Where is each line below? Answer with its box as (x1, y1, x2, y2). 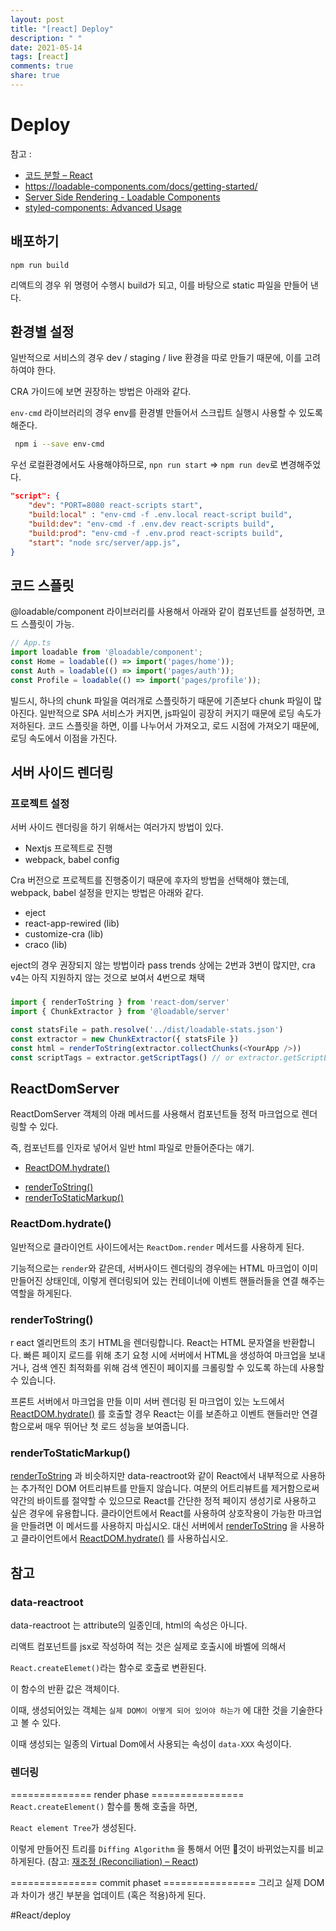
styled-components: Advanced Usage (24, 201, 182, 213)
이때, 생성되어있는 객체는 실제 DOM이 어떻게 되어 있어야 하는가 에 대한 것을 (10, 1704, 289, 1716)
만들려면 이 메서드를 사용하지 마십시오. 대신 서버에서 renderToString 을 (20, 1520, 298, 1532)
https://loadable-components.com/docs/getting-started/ (24, 180, 258, 192)
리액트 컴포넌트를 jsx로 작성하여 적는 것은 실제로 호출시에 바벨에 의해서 (10, 1640, 287, 1652)
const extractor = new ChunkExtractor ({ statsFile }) (10, 1034, 240, 1044)
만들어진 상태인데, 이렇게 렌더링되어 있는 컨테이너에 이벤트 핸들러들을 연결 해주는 (10, 1274, 326, 1286)
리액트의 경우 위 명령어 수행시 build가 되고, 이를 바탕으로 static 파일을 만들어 (10, 279, 309, 291)
